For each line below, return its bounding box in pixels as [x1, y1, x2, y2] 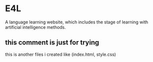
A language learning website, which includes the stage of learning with [5, 19, 149, 25]
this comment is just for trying [5, 39, 100, 47]
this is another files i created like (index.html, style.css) [5, 51, 116, 57]
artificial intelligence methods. [5, 24, 66, 30]
